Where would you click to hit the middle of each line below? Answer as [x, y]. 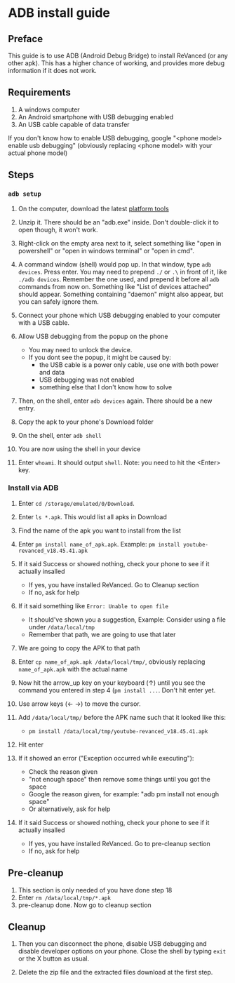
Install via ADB [33, 488]
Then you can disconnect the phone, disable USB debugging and [112, 944]
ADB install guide [59, 13]
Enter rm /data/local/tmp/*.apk [65, 897]
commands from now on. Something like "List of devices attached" [115, 286]
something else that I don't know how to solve [106, 387]
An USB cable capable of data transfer [74, 124]
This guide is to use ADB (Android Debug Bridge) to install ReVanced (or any [118, 55]
